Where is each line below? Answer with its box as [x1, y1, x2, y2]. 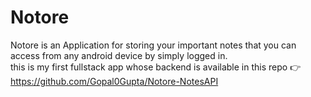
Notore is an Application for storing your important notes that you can [10, 39, 297, 51]
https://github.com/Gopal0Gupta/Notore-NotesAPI [10, 75, 219, 87]
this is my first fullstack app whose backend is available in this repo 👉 [10, 61, 302, 73]
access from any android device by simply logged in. [10, 49, 228, 61]
